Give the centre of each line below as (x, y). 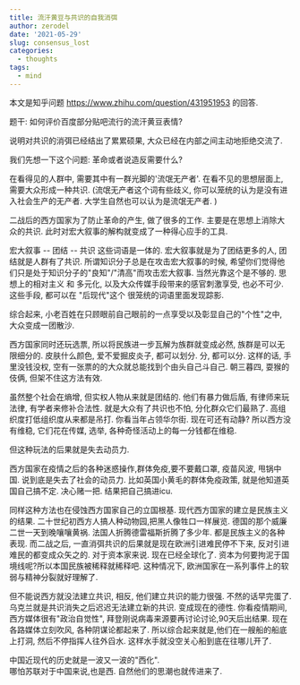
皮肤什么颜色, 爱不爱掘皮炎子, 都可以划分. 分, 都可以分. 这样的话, (163, 355)
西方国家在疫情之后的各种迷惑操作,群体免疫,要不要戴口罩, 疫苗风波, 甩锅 (142, 468)
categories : (31, 51)
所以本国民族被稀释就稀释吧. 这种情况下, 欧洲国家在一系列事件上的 (159, 566)
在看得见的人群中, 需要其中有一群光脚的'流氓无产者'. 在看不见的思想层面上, (146, 178)
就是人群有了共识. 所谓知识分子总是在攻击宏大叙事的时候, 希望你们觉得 (147, 261)
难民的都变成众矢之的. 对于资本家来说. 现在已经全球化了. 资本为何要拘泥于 (146, 554)
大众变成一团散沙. (42, 325)
